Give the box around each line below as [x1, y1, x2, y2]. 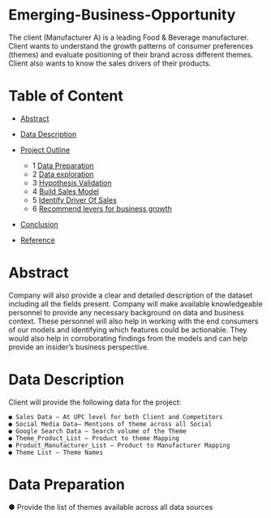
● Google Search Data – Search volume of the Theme [8, 427, 187, 435]
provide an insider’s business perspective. [8, 342, 149, 352]
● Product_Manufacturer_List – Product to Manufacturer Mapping [8, 441, 230, 449]
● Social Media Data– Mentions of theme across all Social [8, 420, 213, 428]
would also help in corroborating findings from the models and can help [8, 333, 247, 343]
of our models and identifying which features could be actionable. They [8, 324, 247, 334]
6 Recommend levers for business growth [32, 203, 172, 213]
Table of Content [8, 87, 124, 105]
